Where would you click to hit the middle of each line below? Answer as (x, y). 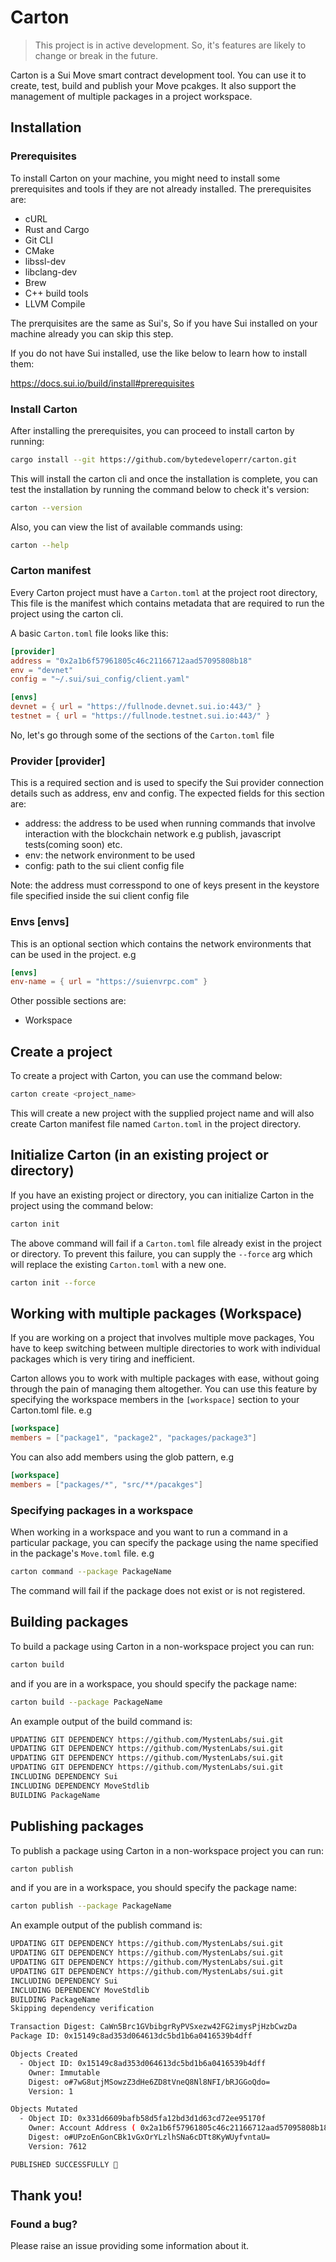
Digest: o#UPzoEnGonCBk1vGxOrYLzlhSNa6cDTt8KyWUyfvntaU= (149, 2137)
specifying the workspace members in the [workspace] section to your (155, 1400)
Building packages (69, 1622)
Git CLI (39, 240)
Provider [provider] (58, 761)
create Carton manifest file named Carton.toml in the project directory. (156, 1124)
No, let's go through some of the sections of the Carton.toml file (142, 735)
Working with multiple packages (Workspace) (156, 1313)
